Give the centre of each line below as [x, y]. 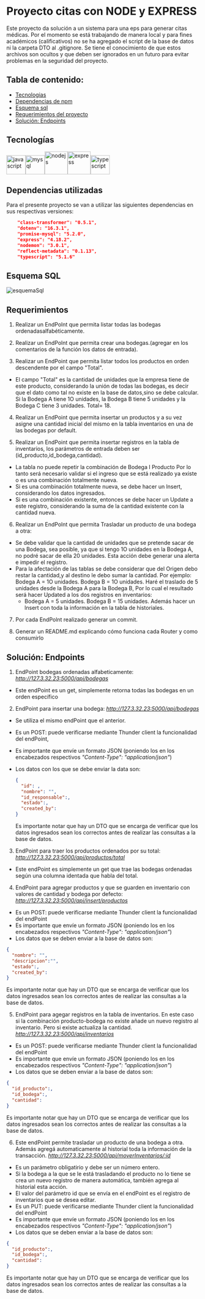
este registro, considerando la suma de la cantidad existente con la [100, 506]
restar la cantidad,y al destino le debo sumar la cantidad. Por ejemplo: [103, 575]
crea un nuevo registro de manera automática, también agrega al [97, 1180]
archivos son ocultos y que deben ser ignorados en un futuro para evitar [98, 54]
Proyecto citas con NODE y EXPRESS [102, 11]
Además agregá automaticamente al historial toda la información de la [103, 1149]
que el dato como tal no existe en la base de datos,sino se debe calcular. [107, 393]
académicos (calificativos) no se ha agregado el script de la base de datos [100, 41]
